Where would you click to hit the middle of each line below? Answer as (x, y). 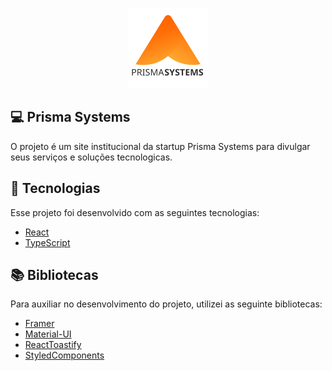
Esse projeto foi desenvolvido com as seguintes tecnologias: (135, 212)
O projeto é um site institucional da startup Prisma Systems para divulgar (160, 146)
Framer (39, 324)
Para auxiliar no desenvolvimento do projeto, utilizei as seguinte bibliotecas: (166, 304)
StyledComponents (64, 355)
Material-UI (48, 334)
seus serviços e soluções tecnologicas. (91, 157)
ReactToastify (53, 345)
